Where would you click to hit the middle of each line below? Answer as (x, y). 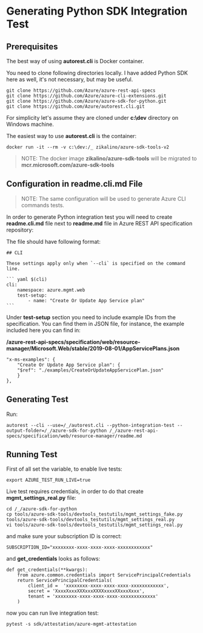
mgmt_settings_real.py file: (42, 498)
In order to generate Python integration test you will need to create (89, 216)
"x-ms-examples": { (31, 359)
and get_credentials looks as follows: (53, 559)
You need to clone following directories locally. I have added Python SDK (97, 73)
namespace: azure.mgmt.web (51, 290)
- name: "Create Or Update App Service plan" (87, 300)
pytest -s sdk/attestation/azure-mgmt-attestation (72, 624)
